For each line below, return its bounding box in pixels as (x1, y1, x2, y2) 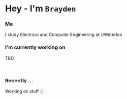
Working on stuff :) (5, 88, 43, 94)
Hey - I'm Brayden (5, 3, 76, 14)
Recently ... (5, 77, 33, 84)
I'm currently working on (5, 44, 65, 51)
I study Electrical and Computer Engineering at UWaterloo (5, 32, 123, 37)
